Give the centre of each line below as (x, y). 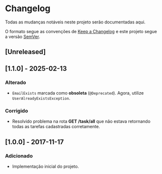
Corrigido (17, 111)
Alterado (16, 82)
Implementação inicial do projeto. (45, 166)
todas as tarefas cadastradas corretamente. (56, 127)
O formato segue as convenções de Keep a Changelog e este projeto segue (81, 31)
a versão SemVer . (23, 37)
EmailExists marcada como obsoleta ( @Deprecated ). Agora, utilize (78, 93)
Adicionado (19, 155)
